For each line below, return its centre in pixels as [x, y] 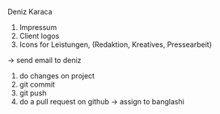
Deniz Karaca [30, 12]
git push [33, 93]
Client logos [39, 36]
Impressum [38, 27]
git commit [37, 84]
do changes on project [57, 76]
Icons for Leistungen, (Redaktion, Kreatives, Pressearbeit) [115, 44]
